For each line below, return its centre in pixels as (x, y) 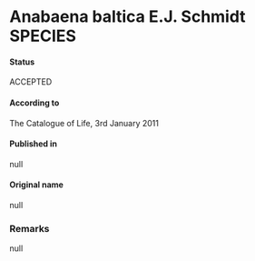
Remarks (29, 228)
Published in (33, 144)
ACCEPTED (31, 82)
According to (34, 103)
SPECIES (43, 36)
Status (22, 62)
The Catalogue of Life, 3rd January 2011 (84, 123)
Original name (36, 185)
